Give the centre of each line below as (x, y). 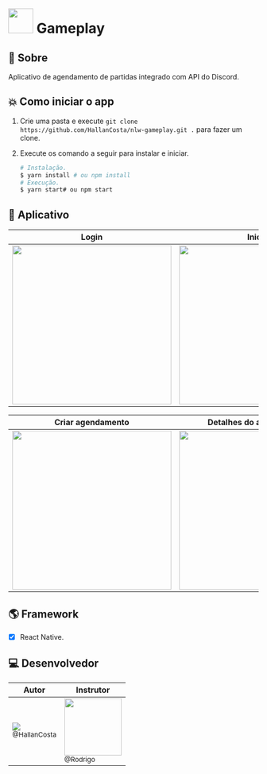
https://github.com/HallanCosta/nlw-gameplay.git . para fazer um (131, 129)
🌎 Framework (44, 614)
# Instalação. (43, 168)
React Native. (42, 637)
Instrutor (93, 690)
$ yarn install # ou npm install (75, 175)
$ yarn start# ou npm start (66, 190)
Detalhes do (231, 423)
